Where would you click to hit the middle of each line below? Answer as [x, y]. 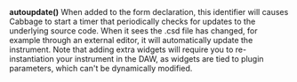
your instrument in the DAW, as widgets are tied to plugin [160, 59]
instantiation [32, 59]
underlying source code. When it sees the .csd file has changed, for [133, 31]
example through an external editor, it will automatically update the [131, 41]
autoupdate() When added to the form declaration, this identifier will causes [149, 12]
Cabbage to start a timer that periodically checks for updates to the [132, 22]
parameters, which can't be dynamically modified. [101, 69]
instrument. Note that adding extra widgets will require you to [121, 49]
